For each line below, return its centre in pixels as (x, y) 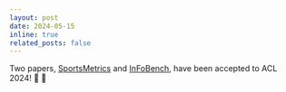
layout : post (34, 18)
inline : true (34, 34)
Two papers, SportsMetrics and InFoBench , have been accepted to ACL (143, 69)
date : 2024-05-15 (42, 26)
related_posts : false (50, 43)
